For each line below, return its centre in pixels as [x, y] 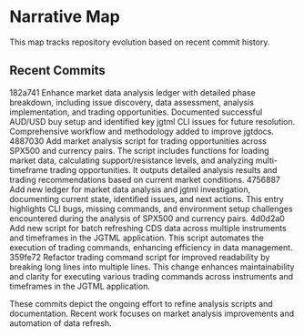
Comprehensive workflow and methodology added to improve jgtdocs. [142, 131]
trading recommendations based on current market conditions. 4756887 [145, 179]
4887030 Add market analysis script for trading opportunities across [138, 141]
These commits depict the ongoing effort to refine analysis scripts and [141, 303]
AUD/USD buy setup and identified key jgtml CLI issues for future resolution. [152, 121]
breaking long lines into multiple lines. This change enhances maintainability [152, 267]
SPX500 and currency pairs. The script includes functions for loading [140, 150]
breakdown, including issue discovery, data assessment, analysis [132, 102]
